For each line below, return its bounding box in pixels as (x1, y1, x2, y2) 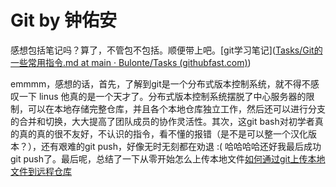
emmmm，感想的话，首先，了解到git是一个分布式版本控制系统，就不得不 (10, 77, 311, 90)
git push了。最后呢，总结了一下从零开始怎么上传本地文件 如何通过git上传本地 (10, 152, 326, 165)
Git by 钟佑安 (10, 9, 118, 32)
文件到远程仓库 (10, 165, 72, 177)
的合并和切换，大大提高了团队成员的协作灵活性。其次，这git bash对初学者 (10, 115, 315, 127)
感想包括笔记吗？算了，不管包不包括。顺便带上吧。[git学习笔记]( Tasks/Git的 (10, 44, 323, 56)
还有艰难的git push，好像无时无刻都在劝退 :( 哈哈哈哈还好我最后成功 (40, 140, 322, 152)
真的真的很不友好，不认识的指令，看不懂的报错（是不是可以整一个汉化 (18, 127, 308, 140)
